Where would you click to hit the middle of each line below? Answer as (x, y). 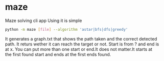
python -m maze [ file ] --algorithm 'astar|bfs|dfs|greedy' (67, 29)
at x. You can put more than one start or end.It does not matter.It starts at (79, 49)
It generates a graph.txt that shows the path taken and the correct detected (81, 39)
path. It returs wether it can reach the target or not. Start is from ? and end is (82, 44)
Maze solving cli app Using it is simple (44, 20)
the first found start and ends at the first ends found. (58, 54)
